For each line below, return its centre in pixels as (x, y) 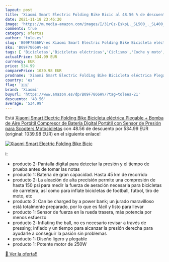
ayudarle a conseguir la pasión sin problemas (60, 234)
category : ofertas (24, 33)
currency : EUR (20, 61)
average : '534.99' (24, 104)
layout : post (19, 10)
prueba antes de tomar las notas (46, 169)
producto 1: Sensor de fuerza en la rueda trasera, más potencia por (82, 212)
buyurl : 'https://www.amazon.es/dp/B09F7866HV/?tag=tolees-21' (73, 94)
